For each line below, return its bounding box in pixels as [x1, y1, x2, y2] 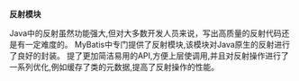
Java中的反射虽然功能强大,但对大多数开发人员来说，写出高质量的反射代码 [9, 28, 282, 39]
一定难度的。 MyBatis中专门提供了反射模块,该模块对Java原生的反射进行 [24, 40, 291, 49]
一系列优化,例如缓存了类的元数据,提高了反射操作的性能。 [9, 62, 220, 72]
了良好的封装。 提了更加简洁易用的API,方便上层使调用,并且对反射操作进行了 [9, 50, 290, 61]
